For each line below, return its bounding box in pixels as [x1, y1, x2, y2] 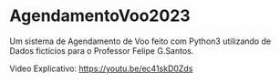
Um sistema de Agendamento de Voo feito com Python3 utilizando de [9, 36, 272, 47]
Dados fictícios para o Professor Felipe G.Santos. [9, 45, 194, 56]
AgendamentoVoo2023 [9, 5, 191, 26]
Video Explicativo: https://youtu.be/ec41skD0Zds [9, 63, 193, 74]
